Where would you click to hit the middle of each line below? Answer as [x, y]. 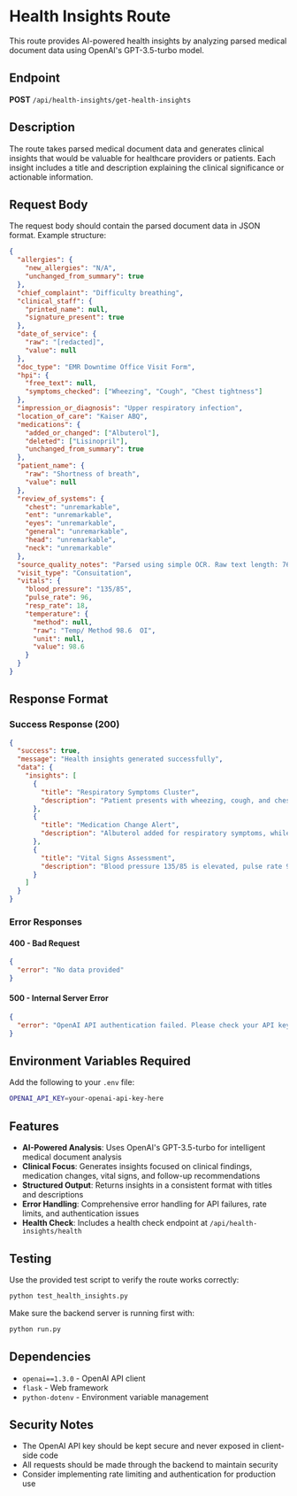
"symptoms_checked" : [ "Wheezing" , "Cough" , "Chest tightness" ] [144, 391]
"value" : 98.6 [59, 647]
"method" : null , [62, 622]
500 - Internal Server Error [59, 998]
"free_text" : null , [61, 384]
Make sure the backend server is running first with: [102, 1313]
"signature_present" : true [75, 318]
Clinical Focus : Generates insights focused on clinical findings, [137, 1167]
